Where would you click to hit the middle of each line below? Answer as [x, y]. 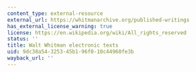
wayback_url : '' [30, 58]
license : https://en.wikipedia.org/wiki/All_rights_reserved [97, 33]
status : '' [23, 39]
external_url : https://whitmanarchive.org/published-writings [98, 20]
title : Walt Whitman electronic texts [63, 45]
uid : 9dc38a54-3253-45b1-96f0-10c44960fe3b [71, 52]
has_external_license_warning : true [60, 26]
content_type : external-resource [55, 13]
